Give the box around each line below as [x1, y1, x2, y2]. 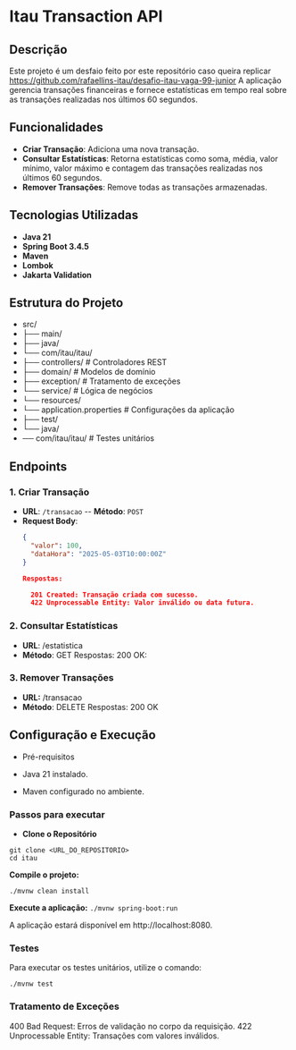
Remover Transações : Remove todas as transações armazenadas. [21, 182, 267, 192]
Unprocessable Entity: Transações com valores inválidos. [9, 1030, 220, 1041]
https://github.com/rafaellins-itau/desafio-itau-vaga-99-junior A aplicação [9, 75, 283, 86]
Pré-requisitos [21, 751, 75, 762]
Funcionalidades [9, 120, 104, 135]
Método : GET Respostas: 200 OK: [21, 649, 147, 660]
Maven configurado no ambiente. [21, 785, 144, 797]
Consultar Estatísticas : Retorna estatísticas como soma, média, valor [21, 153, 278, 164]
